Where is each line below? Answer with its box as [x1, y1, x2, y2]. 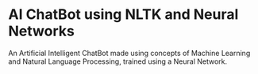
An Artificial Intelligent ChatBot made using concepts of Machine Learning [8, 48, 251, 57]
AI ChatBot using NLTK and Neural [8, 6, 239, 24]
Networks [8, 22, 75, 40]
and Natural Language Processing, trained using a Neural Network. [8, 57, 228, 66]
